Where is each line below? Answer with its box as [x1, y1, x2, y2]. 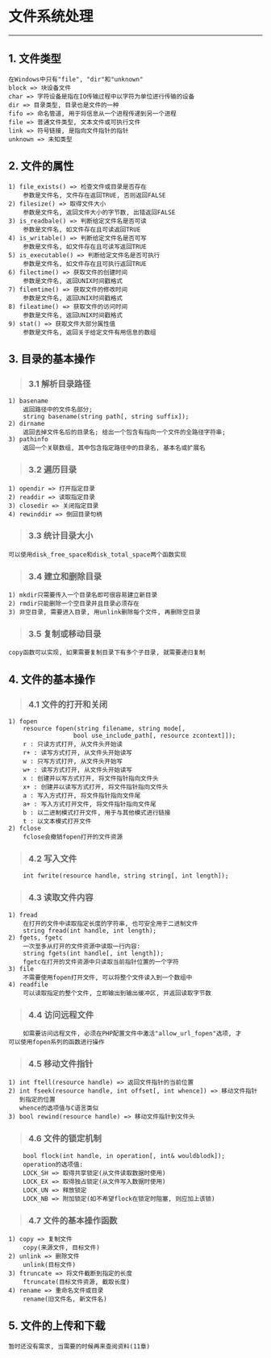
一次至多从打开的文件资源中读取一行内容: [23, 942, 141, 950]
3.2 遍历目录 [27, 464, 77, 476]
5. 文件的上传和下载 [8, 1319, 106, 1333]
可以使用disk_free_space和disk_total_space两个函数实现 [8, 550, 187, 559]
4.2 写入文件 [27, 853, 77, 864]
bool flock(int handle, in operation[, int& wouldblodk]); [23, 1152, 226, 1160]
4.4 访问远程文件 [27, 1009, 94, 1020]
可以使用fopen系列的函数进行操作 [8, 1038, 105, 1047]
